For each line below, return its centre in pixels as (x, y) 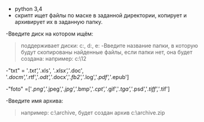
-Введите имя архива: (35, 101)
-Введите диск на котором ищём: (50, 34)
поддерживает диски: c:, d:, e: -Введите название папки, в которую (109, 46)
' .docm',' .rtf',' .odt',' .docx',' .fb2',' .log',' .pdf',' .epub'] (67, 77)
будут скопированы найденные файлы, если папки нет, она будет (107, 52)
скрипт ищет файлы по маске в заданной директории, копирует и (101, 15)
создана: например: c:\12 (54, 59)
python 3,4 (28, 9)
